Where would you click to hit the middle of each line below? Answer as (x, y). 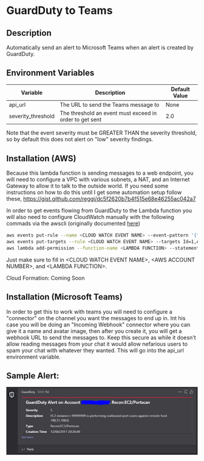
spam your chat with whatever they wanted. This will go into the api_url (95, 350)
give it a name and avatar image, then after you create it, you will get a (94, 331)
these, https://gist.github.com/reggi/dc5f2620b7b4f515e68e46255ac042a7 (101, 199)
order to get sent (81, 119)
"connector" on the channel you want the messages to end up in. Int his (96, 318)
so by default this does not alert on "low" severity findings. (80, 140)
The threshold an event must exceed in (108, 113)
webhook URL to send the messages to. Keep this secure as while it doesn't (101, 337)
